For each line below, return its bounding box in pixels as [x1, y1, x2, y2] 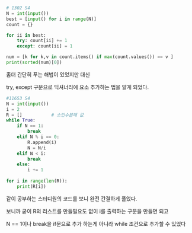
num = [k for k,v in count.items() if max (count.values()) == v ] [6, 54, 174, 60]
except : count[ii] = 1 [17, 43, 73, 49]
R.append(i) [27, 139, 57, 145]
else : [17, 161, 31, 168]
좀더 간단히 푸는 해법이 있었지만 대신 [6, 71, 90, 78]
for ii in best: [6, 32, 46, 38]
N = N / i [27, 145, 46, 151]
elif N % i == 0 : [17, 134, 60, 140]
